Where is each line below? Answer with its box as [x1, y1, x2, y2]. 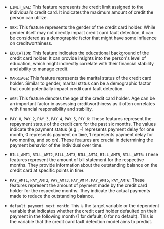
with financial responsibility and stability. [9, 106, 93, 112]
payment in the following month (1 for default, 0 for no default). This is [9, 213, 154, 219]
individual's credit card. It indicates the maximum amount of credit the [9, 9, 154, 15]
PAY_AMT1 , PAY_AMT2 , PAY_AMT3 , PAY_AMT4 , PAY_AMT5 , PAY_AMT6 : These [9, 177, 145, 183]
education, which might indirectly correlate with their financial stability [9, 61, 154, 66]
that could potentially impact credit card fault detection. [9, 86, 124, 91]
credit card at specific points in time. [9, 167, 85, 173]
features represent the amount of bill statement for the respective [9, 157, 144, 163]
